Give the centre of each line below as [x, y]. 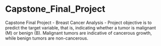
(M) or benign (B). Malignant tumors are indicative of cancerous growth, [79, 33]
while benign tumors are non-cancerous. [47, 38]
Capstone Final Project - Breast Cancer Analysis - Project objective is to [79, 23]
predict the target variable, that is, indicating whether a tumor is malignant [80, 27]
